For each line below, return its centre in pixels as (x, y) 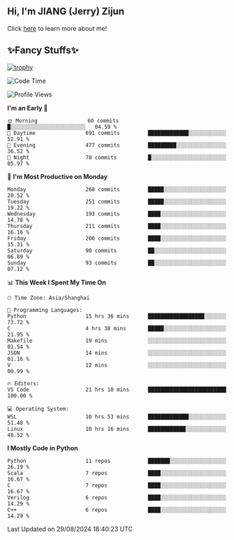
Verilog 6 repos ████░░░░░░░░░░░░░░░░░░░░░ (117, 497)
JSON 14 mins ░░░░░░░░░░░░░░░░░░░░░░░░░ (117, 353)
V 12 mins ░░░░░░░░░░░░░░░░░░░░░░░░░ (117, 365)
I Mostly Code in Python (43, 448)
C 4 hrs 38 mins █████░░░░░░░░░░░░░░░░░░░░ (117, 328)
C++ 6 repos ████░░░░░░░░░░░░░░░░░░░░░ (117, 510)
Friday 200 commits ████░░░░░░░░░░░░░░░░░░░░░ (117, 238)
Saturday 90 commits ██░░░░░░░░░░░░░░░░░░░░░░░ (117, 250)
